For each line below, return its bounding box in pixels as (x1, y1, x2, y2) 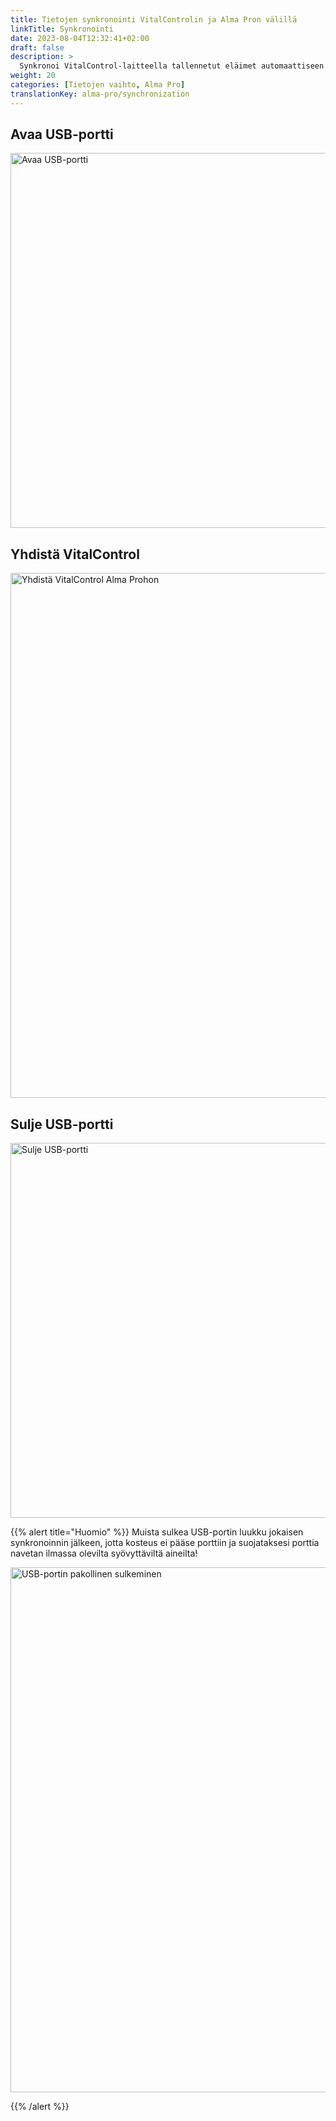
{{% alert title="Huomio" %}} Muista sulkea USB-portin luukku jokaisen (10, 1526, 304, 1538)
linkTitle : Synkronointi (10, 24, 114, 34)
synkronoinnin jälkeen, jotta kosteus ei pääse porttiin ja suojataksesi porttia (10, 1537, 320, 1549)
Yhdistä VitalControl (10, 546, 140, 563)
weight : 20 (10, 71, 56, 81)
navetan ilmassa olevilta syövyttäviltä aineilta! (10, 1547, 198, 1560)
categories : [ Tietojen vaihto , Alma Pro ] (10, 80, 186, 90)
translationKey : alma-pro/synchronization (10, 89, 190, 99)
